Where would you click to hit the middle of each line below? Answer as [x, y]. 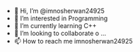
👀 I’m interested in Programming [61, 18]
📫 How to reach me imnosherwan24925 [73, 41]
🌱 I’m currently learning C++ [55, 26]
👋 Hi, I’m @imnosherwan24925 [59, 11]
